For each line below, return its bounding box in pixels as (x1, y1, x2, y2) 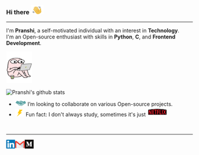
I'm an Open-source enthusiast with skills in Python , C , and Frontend (6, 33, 176, 40)
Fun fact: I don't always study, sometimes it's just (25, 111, 146, 118)
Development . (6, 40, 41, 47)
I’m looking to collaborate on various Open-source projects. (27, 101, 173, 108)
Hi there (6, 8, 30, 16)
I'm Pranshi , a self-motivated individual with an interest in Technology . (6, 27, 179, 34)
